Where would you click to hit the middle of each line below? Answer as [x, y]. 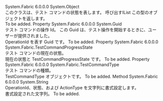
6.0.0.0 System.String [27, 82]
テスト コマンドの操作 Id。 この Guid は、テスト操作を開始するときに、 [77, 30]
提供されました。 [35, 36]
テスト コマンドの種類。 [29, 70]
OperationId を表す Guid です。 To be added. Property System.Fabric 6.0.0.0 [82, 42]
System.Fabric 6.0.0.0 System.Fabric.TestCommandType [62, 65]
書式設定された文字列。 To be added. [42, 94]
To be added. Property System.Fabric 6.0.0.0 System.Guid [63, 24]
